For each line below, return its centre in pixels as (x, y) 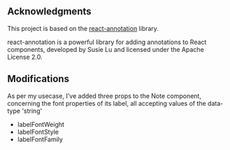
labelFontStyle (38, 132)
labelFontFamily (40, 139)
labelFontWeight (41, 124)
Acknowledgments (50, 12)
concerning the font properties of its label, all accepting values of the (107, 103)
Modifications (38, 79)
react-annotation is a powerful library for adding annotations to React (107, 42)
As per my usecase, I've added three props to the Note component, (104, 96)
